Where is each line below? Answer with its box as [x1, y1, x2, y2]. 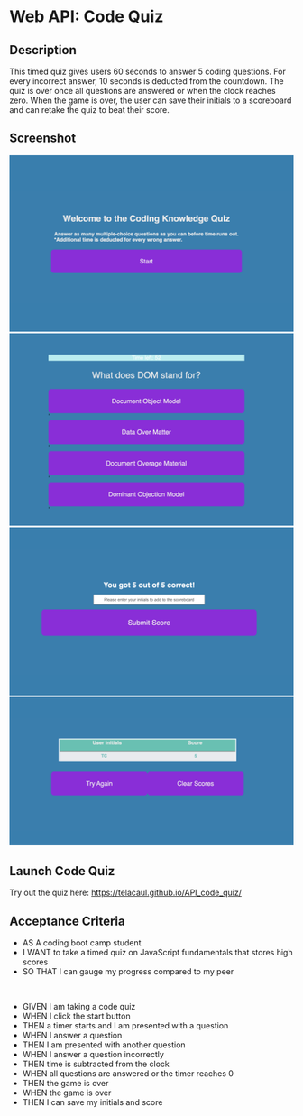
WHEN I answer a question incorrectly [22, 1049, 165, 1060]
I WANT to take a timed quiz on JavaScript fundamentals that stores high [22, 947, 293, 958]
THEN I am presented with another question [22, 1039, 187, 1050]
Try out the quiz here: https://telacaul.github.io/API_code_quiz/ [9, 887, 242, 899]
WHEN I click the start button [22, 1010, 131, 1021]
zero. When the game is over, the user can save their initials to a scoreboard [9, 95, 292, 106]
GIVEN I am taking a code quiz [22, 1001, 136, 1012]
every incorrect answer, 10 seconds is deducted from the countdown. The [9, 76, 284, 87]
